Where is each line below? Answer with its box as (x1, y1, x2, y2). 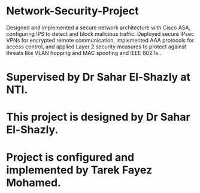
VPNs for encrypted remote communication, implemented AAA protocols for (6, 36, 195, 44)
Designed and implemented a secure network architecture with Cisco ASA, (6, 24, 190, 31)
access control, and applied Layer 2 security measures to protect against (6, 43, 187, 50)
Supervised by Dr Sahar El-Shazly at (6, 71, 190, 84)
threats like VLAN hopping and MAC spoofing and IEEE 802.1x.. (6, 49, 162, 56)
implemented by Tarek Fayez (6, 163, 153, 177)
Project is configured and (6, 151, 135, 164)
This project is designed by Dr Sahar (6, 111, 190, 124)
